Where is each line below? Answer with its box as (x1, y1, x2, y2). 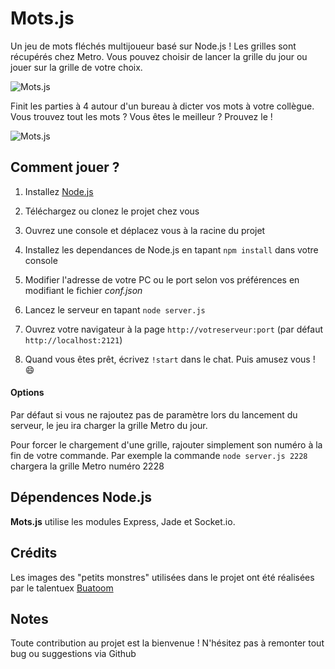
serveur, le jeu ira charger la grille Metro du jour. (10, 419, 208, 431)
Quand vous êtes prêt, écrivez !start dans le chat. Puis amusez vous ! (24, 353, 316, 365)
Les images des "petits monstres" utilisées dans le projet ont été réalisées (10, 571, 315, 583)
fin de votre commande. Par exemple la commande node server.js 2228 (10, 449, 308, 461)
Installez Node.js (24, 185, 94, 197)
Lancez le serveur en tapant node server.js (24, 303, 206, 316)
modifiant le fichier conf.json (24, 284, 143, 296)
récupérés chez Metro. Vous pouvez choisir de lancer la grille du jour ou (10, 50, 308, 62)
